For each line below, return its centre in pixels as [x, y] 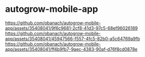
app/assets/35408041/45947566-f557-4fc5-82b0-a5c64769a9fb [72, 39]
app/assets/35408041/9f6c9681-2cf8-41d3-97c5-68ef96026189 [72, 28]
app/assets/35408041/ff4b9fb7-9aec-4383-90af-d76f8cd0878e [71, 49]
